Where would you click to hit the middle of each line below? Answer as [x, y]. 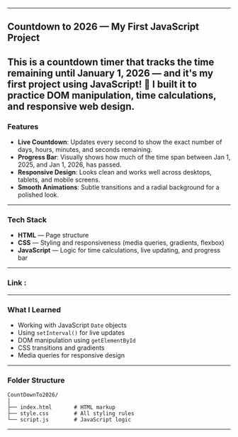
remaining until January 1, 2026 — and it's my [110, 73]
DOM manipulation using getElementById [76, 340]
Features [23, 126]
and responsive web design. [71, 106]
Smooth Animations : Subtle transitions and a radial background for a [118, 187]
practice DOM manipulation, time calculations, [112, 95]
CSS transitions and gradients [61, 348]
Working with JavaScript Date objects [72, 325]
